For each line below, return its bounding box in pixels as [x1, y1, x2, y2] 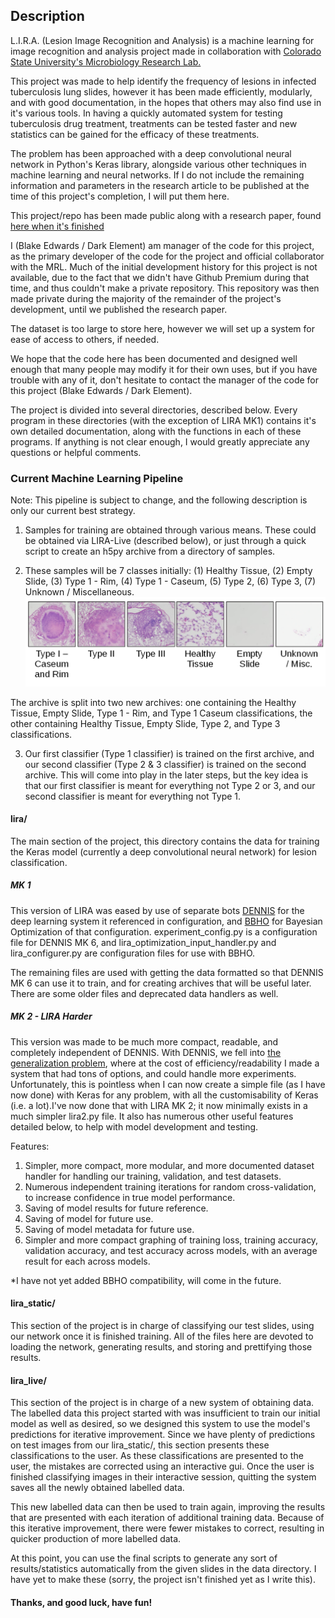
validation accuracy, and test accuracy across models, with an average [24, 1244, 318, 1256]
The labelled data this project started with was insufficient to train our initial [10, 1407, 321, 1419]
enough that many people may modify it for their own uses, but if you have [10, 363, 318, 375]
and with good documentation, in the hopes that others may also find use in [10, 96, 322, 108]
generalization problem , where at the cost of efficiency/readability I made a [10, 1057, 320, 1069]
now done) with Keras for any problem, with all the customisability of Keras [10, 1089, 319, 1101]
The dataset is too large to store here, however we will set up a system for [10, 322, 315, 334]
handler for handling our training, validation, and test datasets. [24, 1170, 282, 1182]
